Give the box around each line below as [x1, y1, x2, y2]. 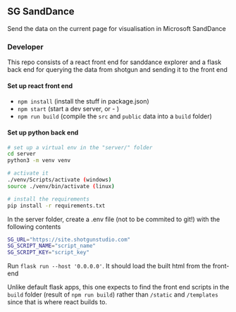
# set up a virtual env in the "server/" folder [7, 144, 153, 151]
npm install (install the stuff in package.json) [17, 97, 149, 106]
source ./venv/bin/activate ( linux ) [7, 182, 115, 189]
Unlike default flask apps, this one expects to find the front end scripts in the [7, 283, 230, 292]
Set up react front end [7, 81, 73, 90]
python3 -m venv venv [7, 157, 71, 164]
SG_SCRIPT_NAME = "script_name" [7, 242, 97, 249]
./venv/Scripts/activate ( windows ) [7, 176, 112, 184]
